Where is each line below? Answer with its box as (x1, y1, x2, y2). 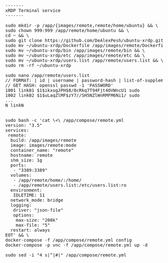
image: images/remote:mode (10, 143, 76, 148)
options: (13, 213, 34, 218)
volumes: (10, 173, 32, 178)
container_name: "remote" (10, 148, 74, 153)
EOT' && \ (5, 233, 29, 238)
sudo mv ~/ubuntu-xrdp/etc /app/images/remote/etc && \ (5, 53, 145, 58)
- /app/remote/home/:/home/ (13, 178, 82, 183)
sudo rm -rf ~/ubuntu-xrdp (5, 63, 71, 68)
